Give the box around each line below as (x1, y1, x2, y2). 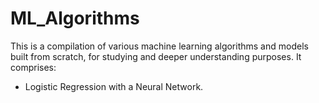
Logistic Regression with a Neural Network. (24, 80, 204, 92)
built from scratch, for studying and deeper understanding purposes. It (10, 50, 302, 62)
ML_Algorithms (10, 7, 140, 30)
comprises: (10, 61, 57, 73)
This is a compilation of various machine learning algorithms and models (10, 40, 309, 52)
